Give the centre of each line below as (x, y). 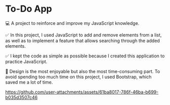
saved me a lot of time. (29, 82)
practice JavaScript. (26, 61)
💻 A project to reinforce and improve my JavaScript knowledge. (72, 23)
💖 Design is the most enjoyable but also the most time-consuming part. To (83, 71)
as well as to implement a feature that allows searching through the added (82, 41)
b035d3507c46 (22, 97)
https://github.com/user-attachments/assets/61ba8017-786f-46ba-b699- (82, 92)
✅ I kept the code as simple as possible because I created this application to (85, 56)
